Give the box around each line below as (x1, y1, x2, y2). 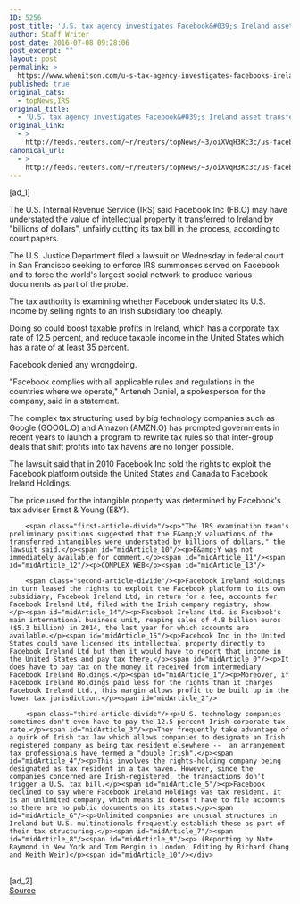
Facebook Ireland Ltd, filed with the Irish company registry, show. (9, 600, 274, 609)
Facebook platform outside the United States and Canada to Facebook (9, 469, 268, 479)
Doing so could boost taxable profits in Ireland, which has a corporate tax (9, 323, 279, 334)
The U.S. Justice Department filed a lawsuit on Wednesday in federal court (9, 250, 284, 261)
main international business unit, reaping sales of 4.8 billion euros (9, 616, 281, 625)
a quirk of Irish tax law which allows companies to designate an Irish (9, 733, 286, 742)
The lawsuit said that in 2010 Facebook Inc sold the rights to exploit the (9, 459, 271, 469)
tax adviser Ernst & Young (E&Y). (9, 504, 129, 515)
